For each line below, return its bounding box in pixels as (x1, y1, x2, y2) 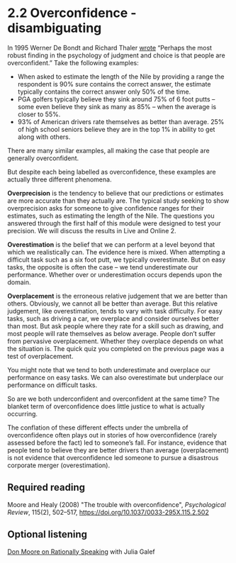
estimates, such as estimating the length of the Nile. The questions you (7, 211, 215, 220)
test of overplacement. (7, 352, 74, 360)
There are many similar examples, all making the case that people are (7, 146, 210, 155)
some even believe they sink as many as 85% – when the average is (17, 102, 217, 111)
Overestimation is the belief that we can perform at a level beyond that (7, 240, 215, 249)
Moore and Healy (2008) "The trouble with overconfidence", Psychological (7, 500, 226, 508)
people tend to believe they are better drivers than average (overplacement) (7, 445, 229, 455)
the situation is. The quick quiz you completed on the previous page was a (7, 344, 225, 352)
